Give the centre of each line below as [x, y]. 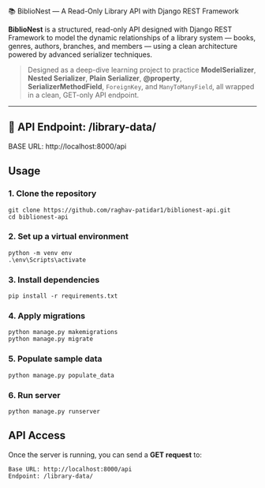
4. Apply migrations [47, 316]
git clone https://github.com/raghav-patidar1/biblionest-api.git [119, 210]
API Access [37, 435]
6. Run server [34, 395]
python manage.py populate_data [61, 375]
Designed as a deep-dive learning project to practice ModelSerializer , [142, 70]
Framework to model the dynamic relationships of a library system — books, [132, 38]
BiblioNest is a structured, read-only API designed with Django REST [120, 29]
